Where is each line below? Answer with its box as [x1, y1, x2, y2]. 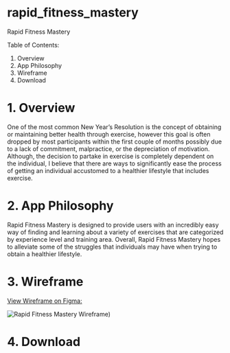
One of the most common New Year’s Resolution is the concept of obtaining [7, 122, 222, 131]
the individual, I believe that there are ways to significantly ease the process [7, 159, 222, 168]
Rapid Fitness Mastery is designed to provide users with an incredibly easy [7, 220, 219, 229]
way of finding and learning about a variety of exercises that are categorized [7, 228, 224, 236]
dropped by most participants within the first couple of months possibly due [7, 137, 222, 146]
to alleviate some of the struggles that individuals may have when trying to [7, 242, 218, 251]
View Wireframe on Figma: [7, 297, 82, 305]
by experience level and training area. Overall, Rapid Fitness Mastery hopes [7, 235, 221, 243]
